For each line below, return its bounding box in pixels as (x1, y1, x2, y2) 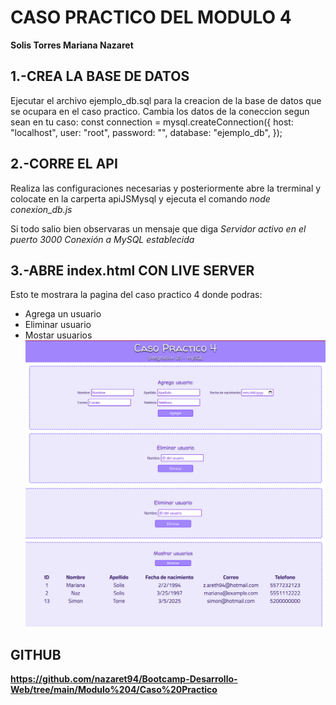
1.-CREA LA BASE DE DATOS (10, 68, 190, 85)
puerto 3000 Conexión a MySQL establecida (10, 233, 195, 245)
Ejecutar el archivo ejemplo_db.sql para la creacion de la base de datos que (10, 94, 322, 106)
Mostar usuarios (24, 329, 93, 341)
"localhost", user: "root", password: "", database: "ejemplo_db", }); (10, 126, 283, 138)
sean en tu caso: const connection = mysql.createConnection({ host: (10, 116, 294, 128)
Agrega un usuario (24, 308, 102, 320)
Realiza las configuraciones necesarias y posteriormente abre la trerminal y (10, 182, 322, 194)
